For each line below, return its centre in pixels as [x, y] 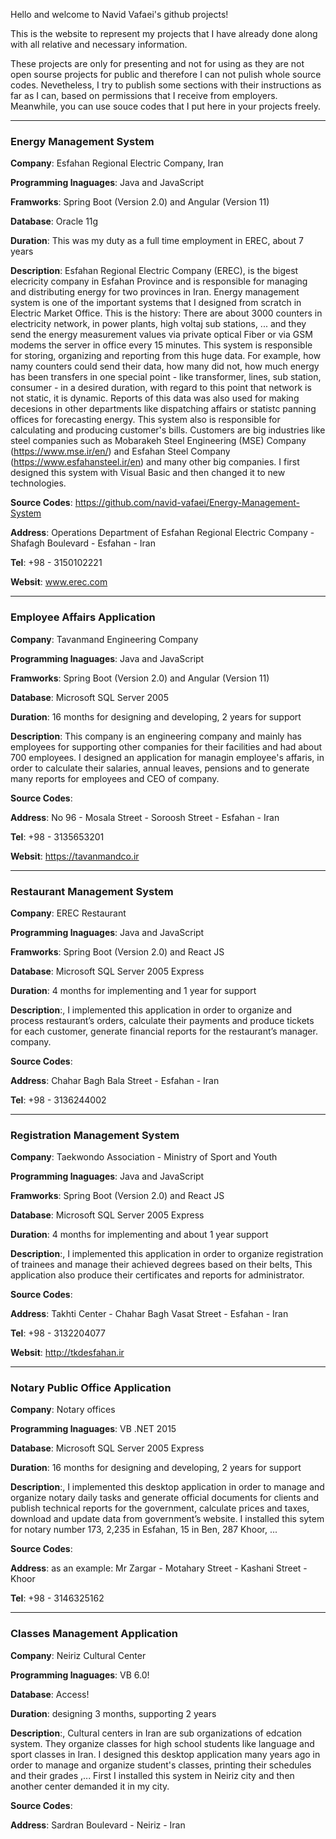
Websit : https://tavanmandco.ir [75, 856]
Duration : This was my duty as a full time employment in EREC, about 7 [157, 241]
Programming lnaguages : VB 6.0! [80, 1675]
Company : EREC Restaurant [68, 913]
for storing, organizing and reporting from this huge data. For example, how [166, 356]
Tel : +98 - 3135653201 [57, 836]
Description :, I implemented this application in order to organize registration [167, 1254]
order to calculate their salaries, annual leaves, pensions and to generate [160, 768]
